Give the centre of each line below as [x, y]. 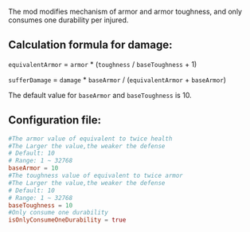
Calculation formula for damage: [90, 45]
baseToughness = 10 [41, 205]
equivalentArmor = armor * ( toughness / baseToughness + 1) [103, 64]
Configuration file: [55, 120]
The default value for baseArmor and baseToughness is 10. [100, 95]
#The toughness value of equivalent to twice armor [96, 175]
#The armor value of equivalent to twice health [90, 139]
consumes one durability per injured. [68, 20]
